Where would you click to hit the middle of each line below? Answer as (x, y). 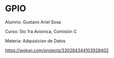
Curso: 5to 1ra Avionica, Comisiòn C (41, 31)
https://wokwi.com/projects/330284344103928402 (57, 50)
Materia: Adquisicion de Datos (35, 41)
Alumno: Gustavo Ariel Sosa (33, 22)
